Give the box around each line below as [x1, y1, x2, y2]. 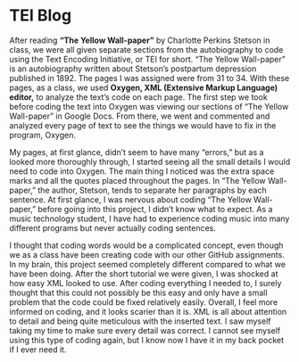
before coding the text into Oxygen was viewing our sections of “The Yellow [9, 101, 289, 111]
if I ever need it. [9, 344, 67, 355]
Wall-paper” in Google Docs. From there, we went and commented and [9, 111, 270, 121]
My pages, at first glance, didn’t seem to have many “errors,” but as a [9, 146, 264, 157]
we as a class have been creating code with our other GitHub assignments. [9, 249, 286, 259]
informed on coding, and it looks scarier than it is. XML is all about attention [9, 306, 287, 317]
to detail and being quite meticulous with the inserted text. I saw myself [9, 316, 271, 326]
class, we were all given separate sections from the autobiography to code [9, 44, 284, 54]
